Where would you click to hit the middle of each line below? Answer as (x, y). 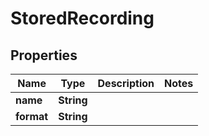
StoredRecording (82, 18)
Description (126, 83)
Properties (44, 55)
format (32, 116)
